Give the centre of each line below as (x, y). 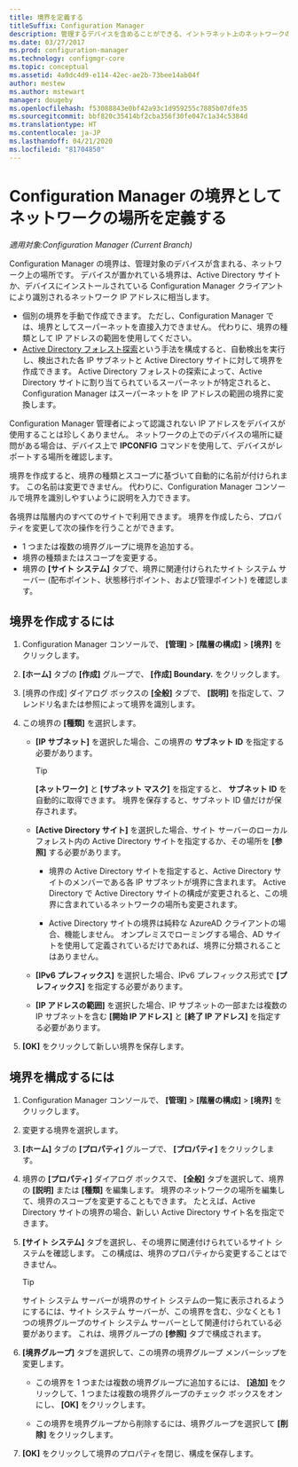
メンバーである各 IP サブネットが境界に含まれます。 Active (179, 882)
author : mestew (37, 83)
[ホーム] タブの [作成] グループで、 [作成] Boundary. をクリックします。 (153, 674)
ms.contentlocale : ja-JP (55, 133)
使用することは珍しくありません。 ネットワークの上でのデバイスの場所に (142, 434)
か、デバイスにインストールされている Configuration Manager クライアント (146, 286)
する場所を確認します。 (75, 456)
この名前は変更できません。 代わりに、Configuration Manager (139, 486)
